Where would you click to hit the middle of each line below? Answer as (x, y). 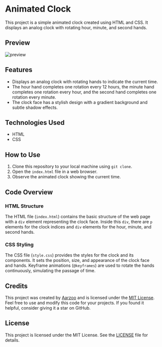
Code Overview (29, 192)
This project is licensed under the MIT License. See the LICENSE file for (77, 335)
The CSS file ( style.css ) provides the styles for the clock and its (69, 255)
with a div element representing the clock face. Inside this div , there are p (79, 222)
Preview (18, 43)
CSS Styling (19, 244)
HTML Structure (24, 206)
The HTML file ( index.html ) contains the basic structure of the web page (78, 216)
